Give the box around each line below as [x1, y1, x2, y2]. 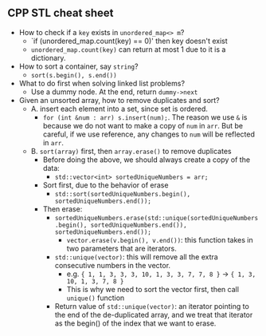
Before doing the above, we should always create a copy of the [42, 155, 251, 164]
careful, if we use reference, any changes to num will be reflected [42, 129, 256, 139]
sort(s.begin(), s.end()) [30, 71, 117, 79]
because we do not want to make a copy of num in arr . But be [42, 121, 244, 130]
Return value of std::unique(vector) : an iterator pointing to [54, 301, 250, 310]
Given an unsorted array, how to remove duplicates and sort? [18, 95, 220, 105]
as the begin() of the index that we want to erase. [54, 318, 217, 328]
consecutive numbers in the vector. [54, 260, 171, 270]
